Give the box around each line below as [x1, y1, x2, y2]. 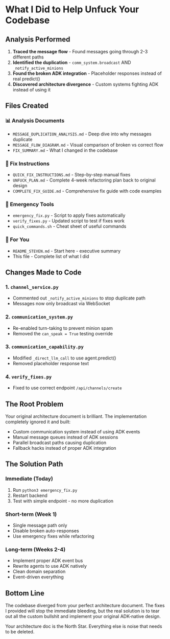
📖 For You [5, 236, 30, 243]
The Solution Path [5, 460, 63, 469]
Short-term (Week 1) [5, 510, 57, 517]
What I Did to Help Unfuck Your [5, 4, 139, 15]
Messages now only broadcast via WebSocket [12, 301, 110, 307]
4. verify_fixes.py [5, 373, 52, 380]
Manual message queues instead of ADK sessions [12, 434, 118, 440]
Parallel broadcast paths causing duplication [12, 440, 106, 446]
